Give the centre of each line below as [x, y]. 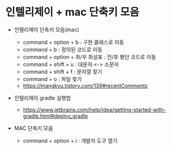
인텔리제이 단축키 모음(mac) [46, 30]
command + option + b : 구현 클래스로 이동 [74, 42]
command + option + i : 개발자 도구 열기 [70, 141]
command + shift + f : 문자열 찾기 [63, 71]
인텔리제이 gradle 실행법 [43, 97]
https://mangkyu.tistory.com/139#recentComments [85, 86]
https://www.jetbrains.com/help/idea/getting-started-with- [94, 109]
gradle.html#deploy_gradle [55, 116]
